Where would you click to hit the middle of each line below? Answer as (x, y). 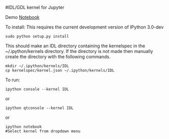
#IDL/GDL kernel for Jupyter (35, 7)
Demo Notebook (22, 17)
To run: (13, 80)
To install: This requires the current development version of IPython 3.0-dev (84, 27)
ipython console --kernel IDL (37, 89)
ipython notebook (24, 127)
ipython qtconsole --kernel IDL (39, 108)
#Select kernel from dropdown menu (43, 131)
